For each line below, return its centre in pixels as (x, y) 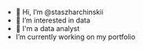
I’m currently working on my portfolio (75, 37)
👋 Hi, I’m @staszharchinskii (59, 12)
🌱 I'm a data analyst (48, 28)
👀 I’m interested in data (53, 20)
